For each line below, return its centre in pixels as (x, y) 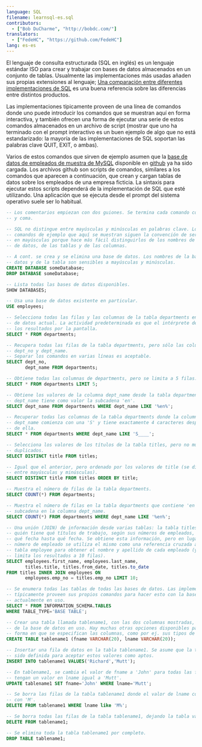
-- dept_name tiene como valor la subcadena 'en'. (71, 401)
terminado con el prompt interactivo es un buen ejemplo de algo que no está (101, 132)
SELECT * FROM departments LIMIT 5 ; (52, 384)
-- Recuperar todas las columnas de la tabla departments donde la (93, 417)
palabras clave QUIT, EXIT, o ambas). (52, 145)
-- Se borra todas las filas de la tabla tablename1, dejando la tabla (98, 716)
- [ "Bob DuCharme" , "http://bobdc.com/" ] (64, 29)
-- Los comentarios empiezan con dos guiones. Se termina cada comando (98, 212)
